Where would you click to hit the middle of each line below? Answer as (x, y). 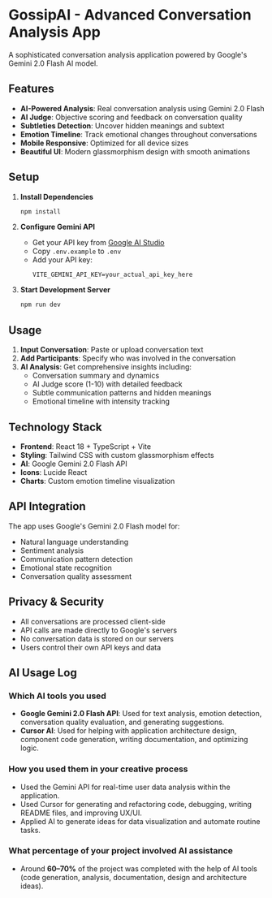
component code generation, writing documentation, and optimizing (134, 740)
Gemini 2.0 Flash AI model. (54, 63)
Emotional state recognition (66, 568)
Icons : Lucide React (54, 472)
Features (31, 89)
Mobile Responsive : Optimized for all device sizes (104, 143)
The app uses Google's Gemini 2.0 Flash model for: (94, 526)
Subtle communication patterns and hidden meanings (122, 393)
